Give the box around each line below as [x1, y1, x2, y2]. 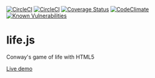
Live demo [6, 65, 33, 72]
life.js [6, 33, 35, 47]
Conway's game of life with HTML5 [6, 53, 95, 60]
